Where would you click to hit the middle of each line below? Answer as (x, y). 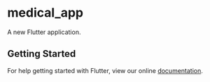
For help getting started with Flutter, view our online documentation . (105, 70)
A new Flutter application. (44, 32)
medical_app (45, 13)
